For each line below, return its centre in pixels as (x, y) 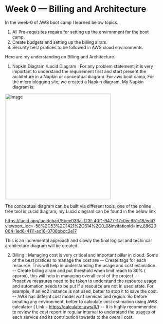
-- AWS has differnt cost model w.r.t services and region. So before (80, 296)
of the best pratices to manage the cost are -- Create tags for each (79, 260)
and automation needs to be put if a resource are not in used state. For (83, 286)
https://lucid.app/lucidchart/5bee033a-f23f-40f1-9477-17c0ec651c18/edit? (80, 220)
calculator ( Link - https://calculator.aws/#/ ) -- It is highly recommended (84, 306)
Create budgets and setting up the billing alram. (60, 42)
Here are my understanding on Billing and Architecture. (60, 56)
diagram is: (23, 87)
